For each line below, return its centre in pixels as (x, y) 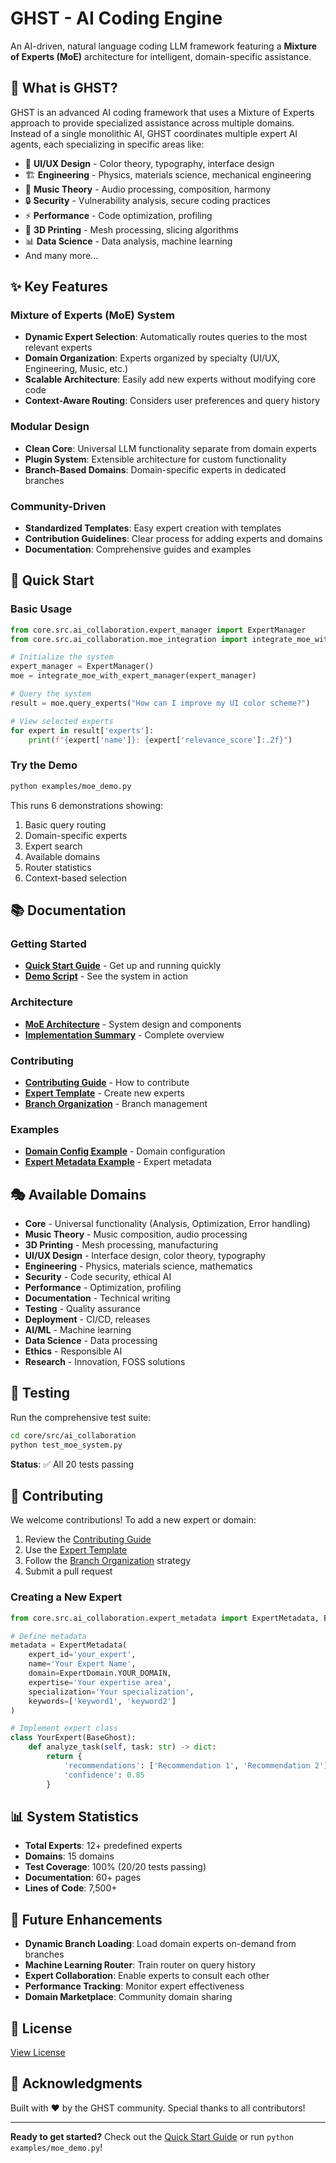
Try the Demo (44, 765)
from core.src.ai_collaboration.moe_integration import (129, 639)
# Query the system (51, 694)
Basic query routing (65, 824)
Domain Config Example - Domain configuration (125, 1151)
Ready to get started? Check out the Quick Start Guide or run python (152, 2136)
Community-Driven (58, 506)
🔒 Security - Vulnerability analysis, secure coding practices (147, 200)
